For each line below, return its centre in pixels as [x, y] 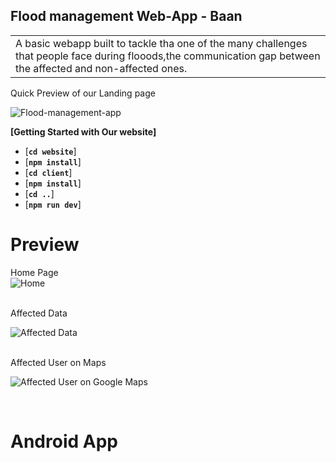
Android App [64, 441]
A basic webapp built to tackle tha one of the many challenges [161, 43]
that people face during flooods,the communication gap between [168, 56]
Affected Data [39, 313]
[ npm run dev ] [53, 204]
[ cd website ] [50, 151]
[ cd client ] [48, 172]
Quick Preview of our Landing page [83, 93]
